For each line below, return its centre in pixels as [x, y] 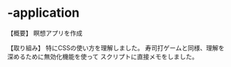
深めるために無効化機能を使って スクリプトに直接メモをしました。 [103, 57]
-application [44, 13]
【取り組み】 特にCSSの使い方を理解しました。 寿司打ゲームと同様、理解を [116, 47]
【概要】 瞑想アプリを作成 [45, 33]
